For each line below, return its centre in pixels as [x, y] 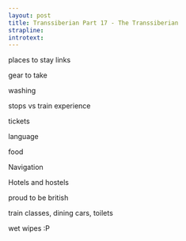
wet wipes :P [29, 228]
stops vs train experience [49, 106]
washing [22, 91]
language [23, 137]
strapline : [26, 30]
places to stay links [40, 60]
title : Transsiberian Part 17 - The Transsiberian [93, 23]
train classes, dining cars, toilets [61, 213]
